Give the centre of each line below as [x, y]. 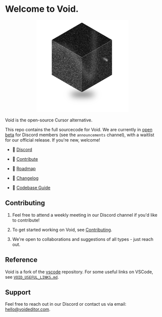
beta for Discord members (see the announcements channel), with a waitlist [80, 135]
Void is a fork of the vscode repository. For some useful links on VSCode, [79, 272]
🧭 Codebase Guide [31, 187]
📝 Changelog [25, 178]
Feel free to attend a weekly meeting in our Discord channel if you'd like [85, 215]
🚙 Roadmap [24, 169]
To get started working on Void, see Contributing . [62, 230]
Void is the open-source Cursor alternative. [49, 120]
